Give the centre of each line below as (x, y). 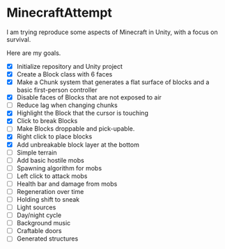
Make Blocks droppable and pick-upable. (76, 129)
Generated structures (47, 239)
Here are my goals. (34, 53)
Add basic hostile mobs (50, 160)
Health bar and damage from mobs (67, 184)
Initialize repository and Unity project (70, 66)
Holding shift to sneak (48, 199)
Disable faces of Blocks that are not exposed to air (89, 97)
